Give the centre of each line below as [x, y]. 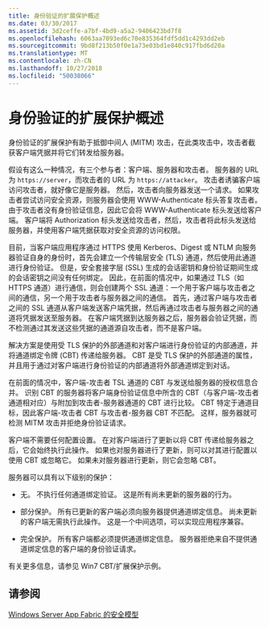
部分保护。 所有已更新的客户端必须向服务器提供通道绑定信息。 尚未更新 [139, 511]
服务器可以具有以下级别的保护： [61, 477]
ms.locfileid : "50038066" [52, 76]
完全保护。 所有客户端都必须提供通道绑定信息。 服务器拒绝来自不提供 [135, 538]
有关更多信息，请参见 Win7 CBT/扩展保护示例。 [87, 566]
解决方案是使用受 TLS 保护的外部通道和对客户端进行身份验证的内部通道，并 [133, 345]
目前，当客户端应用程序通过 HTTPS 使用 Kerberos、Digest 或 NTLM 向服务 [132, 247]
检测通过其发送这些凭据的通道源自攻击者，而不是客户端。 [110, 328]
